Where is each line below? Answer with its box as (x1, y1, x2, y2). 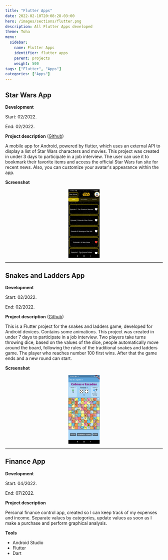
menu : (5, 35, 16, 40)
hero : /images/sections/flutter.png (5, 19, 81, 24)
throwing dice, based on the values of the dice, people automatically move (5, 339, 159, 345)
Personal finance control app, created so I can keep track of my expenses (5, 509, 157, 515)
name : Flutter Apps (14, 45, 55, 50)
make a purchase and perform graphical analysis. (5, 520, 107, 526)
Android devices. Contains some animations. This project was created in (5, 329, 154, 335)
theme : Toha (5, 29, 30, 35)
